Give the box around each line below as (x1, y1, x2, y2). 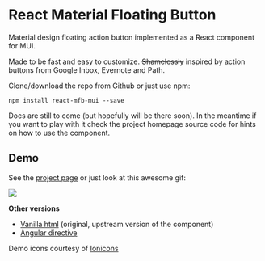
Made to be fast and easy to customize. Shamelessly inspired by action (8, 57, 246, 66)
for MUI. (8, 40, 36, 50)
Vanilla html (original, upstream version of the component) (19, 219, 214, 229)
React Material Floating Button (8, 6, 217, 24)
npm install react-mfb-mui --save (8, 96, 125, 104)
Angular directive (19, 228, 78, 238)
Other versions (8, 204, 60, 213)
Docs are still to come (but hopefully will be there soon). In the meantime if (8, 111, 257, 120)
